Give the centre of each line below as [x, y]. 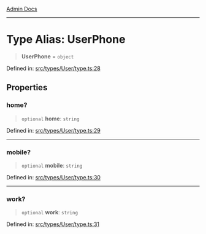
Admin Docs [22, 9]
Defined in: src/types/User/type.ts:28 [54, 68]
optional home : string [50, 119]
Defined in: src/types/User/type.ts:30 [54, 177]
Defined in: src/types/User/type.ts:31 [53, 224]
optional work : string [50, 213]
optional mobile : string [52, 165]
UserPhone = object [48, 56]
